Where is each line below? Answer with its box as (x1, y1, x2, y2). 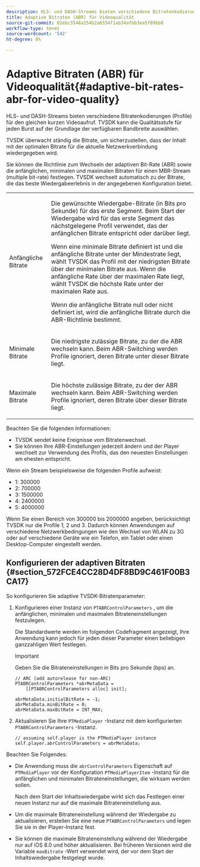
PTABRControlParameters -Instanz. (14, 723, 97, 730)
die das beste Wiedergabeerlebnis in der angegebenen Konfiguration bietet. (6, 179, 193, 187)
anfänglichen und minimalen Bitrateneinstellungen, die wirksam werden (14, 775, 190, 782)
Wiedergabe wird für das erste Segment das (51, 214, 175, 222)
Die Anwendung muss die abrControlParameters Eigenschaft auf (14, 762, 173, 769)
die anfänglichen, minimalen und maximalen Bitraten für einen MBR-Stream (6, 167, 190, 174)
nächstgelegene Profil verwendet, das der (51, 221, 168, 230)
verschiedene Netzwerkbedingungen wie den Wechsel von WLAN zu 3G (6, 528, 185, 535)
